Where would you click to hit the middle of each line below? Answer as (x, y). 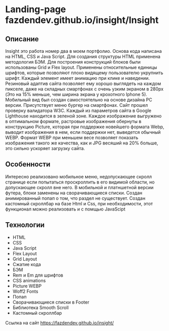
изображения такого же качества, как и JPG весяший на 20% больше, (82, 143)
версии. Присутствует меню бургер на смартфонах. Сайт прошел (77, 105)
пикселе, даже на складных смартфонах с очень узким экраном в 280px (84, 89)
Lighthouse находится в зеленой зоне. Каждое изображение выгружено (83, 116)
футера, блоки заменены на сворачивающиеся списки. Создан (74, 193)
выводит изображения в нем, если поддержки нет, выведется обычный (83, 132)
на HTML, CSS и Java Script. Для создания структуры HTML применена (83, 56)
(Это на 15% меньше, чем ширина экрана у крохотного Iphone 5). (76, 94)
